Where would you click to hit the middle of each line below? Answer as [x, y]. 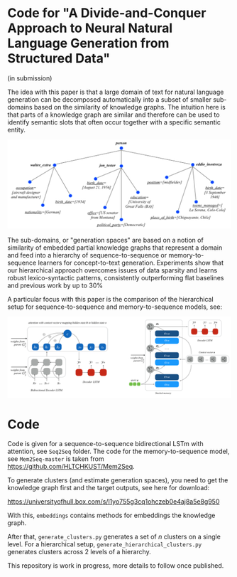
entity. [17, 129]
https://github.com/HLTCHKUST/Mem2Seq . [71, 467]
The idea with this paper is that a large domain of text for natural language [116, 92]
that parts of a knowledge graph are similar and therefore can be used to [114, 115]
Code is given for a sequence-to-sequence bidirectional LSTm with [105, 444]
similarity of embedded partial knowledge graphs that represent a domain [115, 248]
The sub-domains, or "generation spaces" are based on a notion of [105, 240]
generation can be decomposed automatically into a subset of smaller [109, 99]
